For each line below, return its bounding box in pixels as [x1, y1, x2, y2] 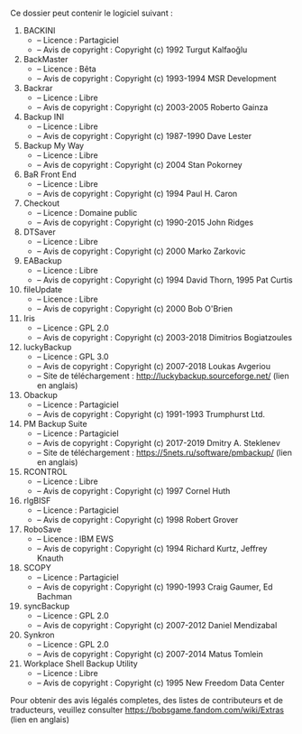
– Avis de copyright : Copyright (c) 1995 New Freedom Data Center [36, 677, 285, 688]
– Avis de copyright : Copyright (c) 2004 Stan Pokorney [36, 160, 243, 170]
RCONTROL [23, 467, 68, 477]
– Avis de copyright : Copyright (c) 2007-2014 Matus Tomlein [36, 649, 264, 659]
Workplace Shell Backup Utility [23, 658, 138, 669]
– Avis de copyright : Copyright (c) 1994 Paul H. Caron [36, 189, 238, 199]
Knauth [36, 553, 64, 563]
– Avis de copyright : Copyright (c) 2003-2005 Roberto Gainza [36, 102, 269, 112]
